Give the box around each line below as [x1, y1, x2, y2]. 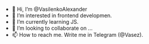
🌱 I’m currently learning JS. [11, 18, 79, 25]
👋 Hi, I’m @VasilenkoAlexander [11, 6, 88, 12]
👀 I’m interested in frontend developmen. [11, 12, 112, 19]
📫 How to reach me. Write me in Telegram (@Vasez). [11, 32, 144, 38]
